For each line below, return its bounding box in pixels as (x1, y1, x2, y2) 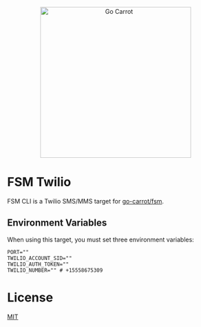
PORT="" (7, 248, 30, 255)
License (7, 290, 54, 305)
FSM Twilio (7, 175, 72, 190)
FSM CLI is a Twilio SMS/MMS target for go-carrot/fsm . (7, 197, 164, 205)
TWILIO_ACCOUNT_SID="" (7, 255, 72, 261)
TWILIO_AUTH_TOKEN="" (7, 261, 70, 268)
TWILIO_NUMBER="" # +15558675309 (7, 266, 103, 274)
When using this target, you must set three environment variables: (7, 235, 194, 244)
